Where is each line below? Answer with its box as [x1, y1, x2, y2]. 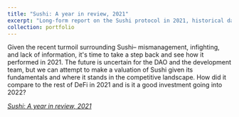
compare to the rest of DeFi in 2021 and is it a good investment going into [7, 81, 223, 89]
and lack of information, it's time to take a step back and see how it [7, 50, 204, 59]
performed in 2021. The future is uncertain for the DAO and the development [7, 58, 232, 67]
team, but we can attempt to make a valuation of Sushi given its [7, 65, 193, 74]
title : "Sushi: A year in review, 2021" [7, 10, 129, 18]
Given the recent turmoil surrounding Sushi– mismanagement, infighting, [7, 43, 221, 52]
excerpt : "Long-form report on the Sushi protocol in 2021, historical [7, 17, 224, 24]
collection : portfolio [7, 23, 75, 30]
